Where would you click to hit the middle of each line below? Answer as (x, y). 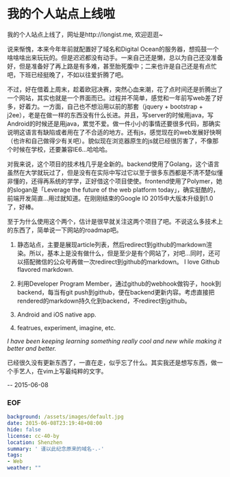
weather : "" (24, 468)
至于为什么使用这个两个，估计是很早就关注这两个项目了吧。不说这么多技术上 (115, 221)
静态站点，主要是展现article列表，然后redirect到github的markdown (112, 244)
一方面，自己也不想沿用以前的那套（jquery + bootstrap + (123, 106)
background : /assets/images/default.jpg (66, 417)
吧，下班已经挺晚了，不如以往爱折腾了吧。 (67, 74)
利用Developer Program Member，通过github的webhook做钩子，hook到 (119, 283)
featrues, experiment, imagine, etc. (66, 327)
